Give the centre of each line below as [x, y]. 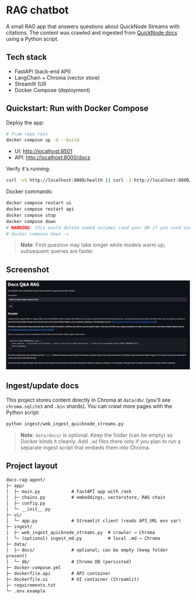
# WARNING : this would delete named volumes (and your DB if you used [94, 228]
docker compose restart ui [39, 203]
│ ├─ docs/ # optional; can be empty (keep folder [87, 550]
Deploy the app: [25, 122]
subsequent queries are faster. [57, 251]
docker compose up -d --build [43, 140]
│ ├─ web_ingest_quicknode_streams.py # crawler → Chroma [81, 533]
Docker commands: [30, 191]
